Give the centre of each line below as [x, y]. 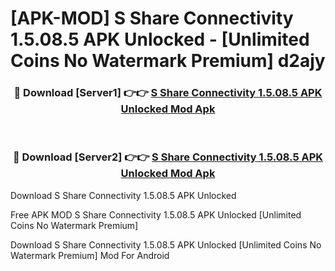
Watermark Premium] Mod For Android [90, 255]
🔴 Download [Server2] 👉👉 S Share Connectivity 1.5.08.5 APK [168, 157]
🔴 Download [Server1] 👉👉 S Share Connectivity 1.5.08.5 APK [168, 93]
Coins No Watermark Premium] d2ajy [168, 61]
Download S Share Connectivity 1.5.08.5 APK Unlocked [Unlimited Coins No [166, 244]
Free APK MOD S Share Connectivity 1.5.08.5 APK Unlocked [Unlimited [156, 214]
